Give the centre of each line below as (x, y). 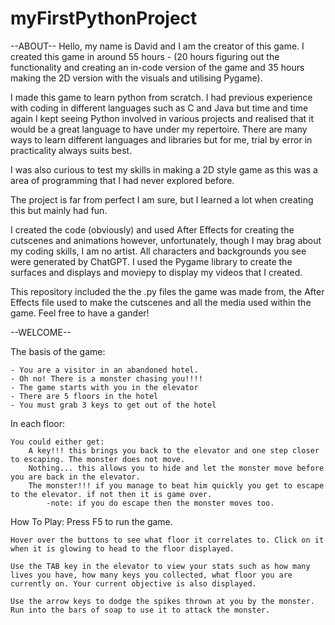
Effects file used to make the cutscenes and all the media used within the (161, 302)
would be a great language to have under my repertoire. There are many (159, 129)
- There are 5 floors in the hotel (84, 396)
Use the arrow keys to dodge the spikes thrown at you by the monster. (162, 601)
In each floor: (38, 423)
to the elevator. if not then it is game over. (111, 494)
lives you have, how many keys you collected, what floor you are (151, 575)
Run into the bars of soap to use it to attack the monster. (140, 610)
